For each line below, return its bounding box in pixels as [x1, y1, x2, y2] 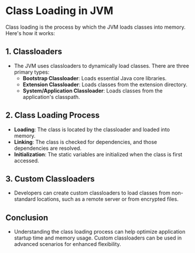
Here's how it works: [5, 29, 56, 36]
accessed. [13, 157, 39, 164]
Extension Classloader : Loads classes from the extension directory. [22, 81, 188, 88]
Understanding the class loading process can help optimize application [13, 228, 186, 235]
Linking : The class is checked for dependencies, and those [13, 138, 158, 145]
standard [13, 196, 36, 203]
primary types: [13, 69, 50, 76]
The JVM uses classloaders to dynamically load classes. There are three [13, 62, 190, 69]
